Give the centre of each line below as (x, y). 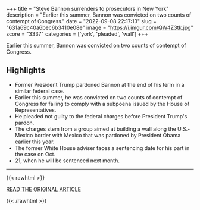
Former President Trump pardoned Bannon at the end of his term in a (99, 84)
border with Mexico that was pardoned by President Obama (107, 135)
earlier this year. (35, 142)
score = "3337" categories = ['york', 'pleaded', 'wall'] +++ (77, 34)
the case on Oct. (35, 154)
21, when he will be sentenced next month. (67, 161)
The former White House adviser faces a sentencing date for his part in (102, 148)
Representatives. (35, 110)
